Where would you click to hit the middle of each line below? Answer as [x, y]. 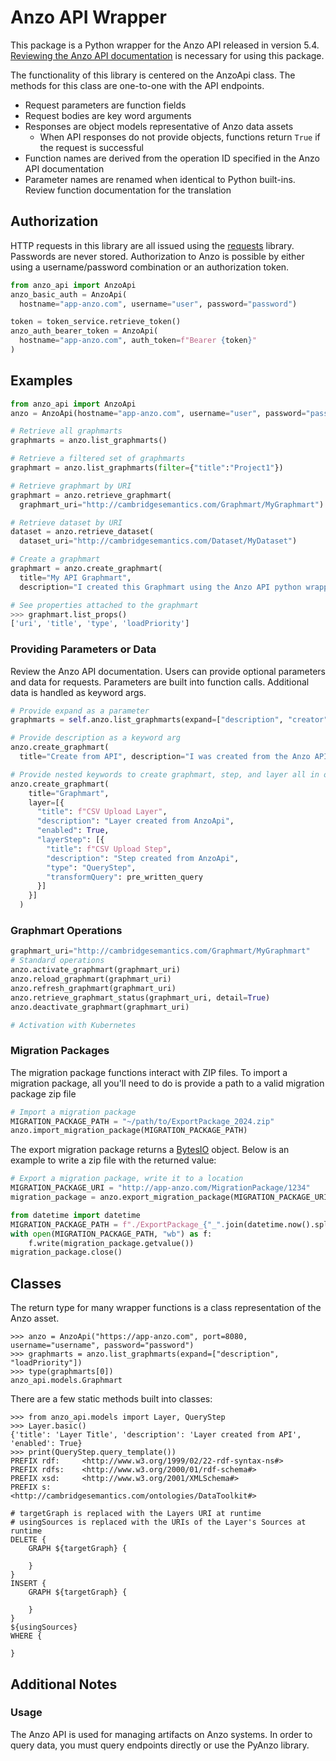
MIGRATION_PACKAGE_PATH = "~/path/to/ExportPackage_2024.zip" [142, 1121]
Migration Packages [60, 1051]
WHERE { [26, 1636]
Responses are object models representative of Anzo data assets [159, 126]
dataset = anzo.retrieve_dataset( [82, 532]
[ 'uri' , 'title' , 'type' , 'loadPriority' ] [100, 624]
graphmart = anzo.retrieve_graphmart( [91, 495]
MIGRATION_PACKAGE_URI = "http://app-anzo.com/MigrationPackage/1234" [160, 1188]
